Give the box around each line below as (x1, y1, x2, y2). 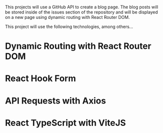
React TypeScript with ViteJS (5, 117, 126, 128)
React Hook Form (5, 73, 76, 84)
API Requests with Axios (5, 95, 106, 106)
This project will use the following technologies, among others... (5, 24, 133, 30)
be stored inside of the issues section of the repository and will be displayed (5, 9, 158, 15)
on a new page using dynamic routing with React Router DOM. (5, 15, 130, 20)
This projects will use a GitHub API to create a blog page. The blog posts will (5, 4, 158, 10)
